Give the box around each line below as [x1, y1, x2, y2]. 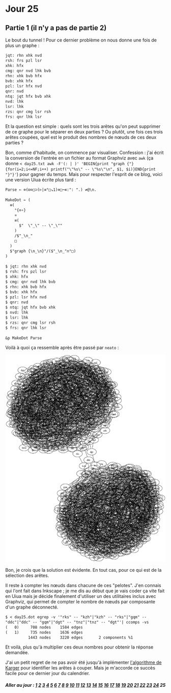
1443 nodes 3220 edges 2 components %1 [27, 635, 133, 640]
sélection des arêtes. [5, 572, 49, 578]
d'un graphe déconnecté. [5, 604, 59, 610]
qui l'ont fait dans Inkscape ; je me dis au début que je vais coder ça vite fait [5, 588, 165, 594]
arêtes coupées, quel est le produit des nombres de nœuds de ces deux [5, 134, 157, 140]
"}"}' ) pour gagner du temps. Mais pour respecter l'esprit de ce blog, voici [5, 171, 163, 177]
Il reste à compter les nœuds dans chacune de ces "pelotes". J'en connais [5, 583, 161, 589]
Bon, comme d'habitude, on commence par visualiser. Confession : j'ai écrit [5, 149, 164, 155]
